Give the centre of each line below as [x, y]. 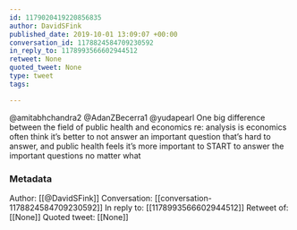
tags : [19, 84]
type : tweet [31, 76]
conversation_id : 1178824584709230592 [81, 43]
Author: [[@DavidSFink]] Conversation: [81, 198]
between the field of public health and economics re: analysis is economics [148, 127]
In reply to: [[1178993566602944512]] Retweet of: [196, 208]
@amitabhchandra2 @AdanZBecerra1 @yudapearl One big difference [137, 117]
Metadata [30, 178]
